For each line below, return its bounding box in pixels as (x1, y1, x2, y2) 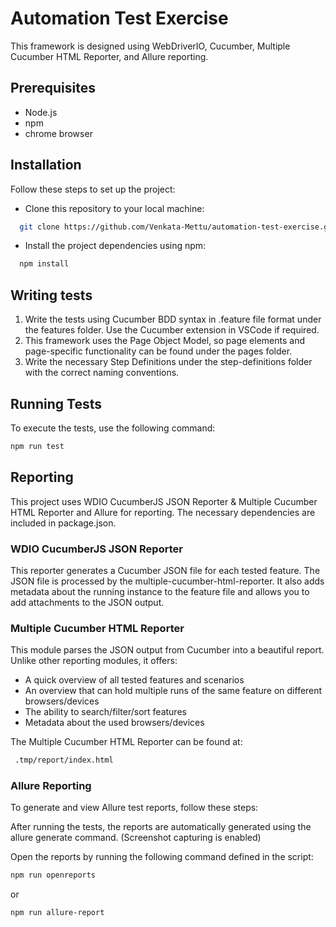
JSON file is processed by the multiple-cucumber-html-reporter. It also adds (10, 575, 325, 587)
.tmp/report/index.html (14, 755, 114, 766)
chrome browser (24, 127, 93, 139)
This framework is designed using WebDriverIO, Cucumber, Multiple (10, 40, 291, 52)
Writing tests (10, 287, 93, 304)
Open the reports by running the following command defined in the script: (10, 851, 314, 863)
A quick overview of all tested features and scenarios (24, 674, 245, 686)
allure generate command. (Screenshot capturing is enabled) (10, 832, 262, 844)
